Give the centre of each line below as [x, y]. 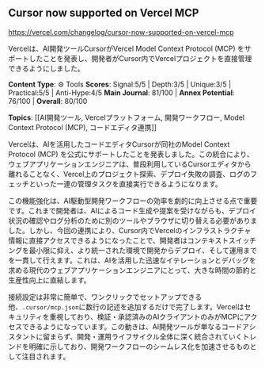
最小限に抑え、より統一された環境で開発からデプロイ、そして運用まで [143, 250]
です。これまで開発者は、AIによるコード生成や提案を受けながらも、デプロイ [132, 210]
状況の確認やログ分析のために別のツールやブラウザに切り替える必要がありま [133, 220]
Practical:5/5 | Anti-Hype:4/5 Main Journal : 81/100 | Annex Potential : [121, 92]
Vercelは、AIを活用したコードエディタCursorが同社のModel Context [119, 144]
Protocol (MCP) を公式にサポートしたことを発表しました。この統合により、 [131, 154]
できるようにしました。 [46, 68]
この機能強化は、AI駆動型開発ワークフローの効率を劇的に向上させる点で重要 [133, 201]
